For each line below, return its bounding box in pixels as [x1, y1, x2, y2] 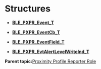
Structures [5, 3, 51, 14]
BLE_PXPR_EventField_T [12, 38, 65, 45]
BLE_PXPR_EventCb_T [12, 29, 60, 35]
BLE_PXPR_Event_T [12, 19, 54, 25]
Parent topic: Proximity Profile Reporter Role [5, 58, 96, 64]
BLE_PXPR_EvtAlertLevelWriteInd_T [12, 48, 89, 54]
